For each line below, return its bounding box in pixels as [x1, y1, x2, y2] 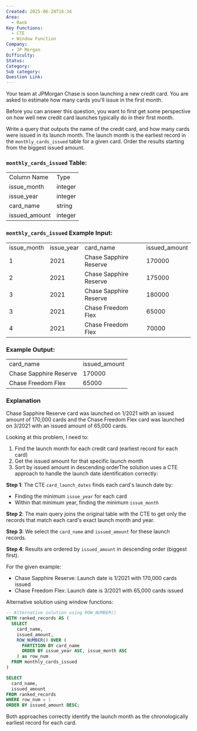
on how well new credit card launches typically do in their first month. [6, 114, 174, 121]
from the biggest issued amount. [6, 144, 85, 151]
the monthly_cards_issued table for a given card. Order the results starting [6, 138, 185, 145]
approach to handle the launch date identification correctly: [14, 470, 158, 477]
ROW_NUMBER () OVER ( [16, 637, 67, 643]
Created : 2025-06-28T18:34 [6, 8, 72, 15]
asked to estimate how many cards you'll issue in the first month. [6, 96, 163, 103]
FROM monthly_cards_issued [11, 659, 77, 665]
